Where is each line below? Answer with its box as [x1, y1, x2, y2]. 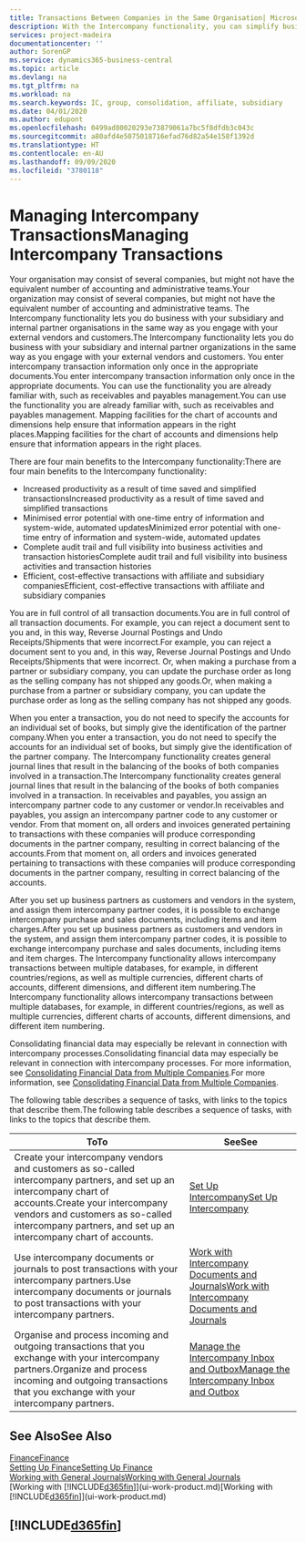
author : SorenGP [9, 47, 71, 57]
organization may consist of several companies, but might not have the [9, 293, 276, 304]
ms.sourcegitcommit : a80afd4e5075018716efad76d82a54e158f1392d [9, 132, 255, 141]
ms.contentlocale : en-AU [9, 149, 104, 158]
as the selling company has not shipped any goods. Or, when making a [9, 675, 272, 686]
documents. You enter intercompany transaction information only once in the [9, 371, 296, 382]
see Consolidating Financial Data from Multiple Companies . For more [9, 1067, 266, 1078]
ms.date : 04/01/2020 [9, 107, 88, 116]
